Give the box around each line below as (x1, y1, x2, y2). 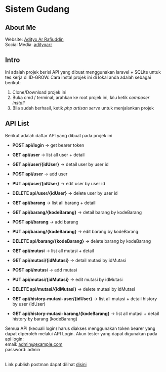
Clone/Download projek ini (12, 89, 67, 95)
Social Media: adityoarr (5, 42, 52, 48)
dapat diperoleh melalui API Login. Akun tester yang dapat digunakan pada (5, 330, 158, 336)
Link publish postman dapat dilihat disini (5, 361, 87, 367)
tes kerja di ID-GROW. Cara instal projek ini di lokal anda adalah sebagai (5, 74, 151, 80)
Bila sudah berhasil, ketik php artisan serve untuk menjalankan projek (12, 105, 154, 111)
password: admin (5, 346, 41, 352)
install (12, 100, 25, 106)
